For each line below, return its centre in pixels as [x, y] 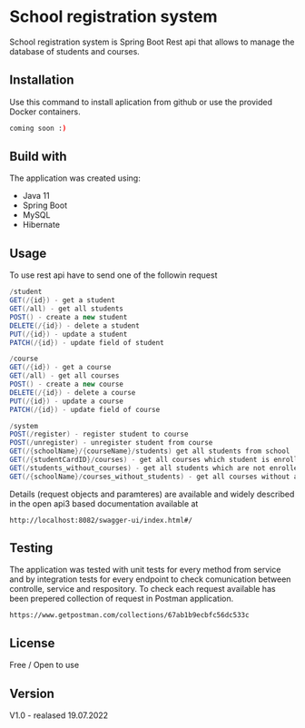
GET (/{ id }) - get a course [60, 368]
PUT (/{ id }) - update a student [69, 334]
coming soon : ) [38, 128]
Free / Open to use [44, 665]
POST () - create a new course [67, 384]
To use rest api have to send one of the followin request [113, 275]
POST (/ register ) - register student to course [99, 434]
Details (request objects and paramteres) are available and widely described [152, 494]
